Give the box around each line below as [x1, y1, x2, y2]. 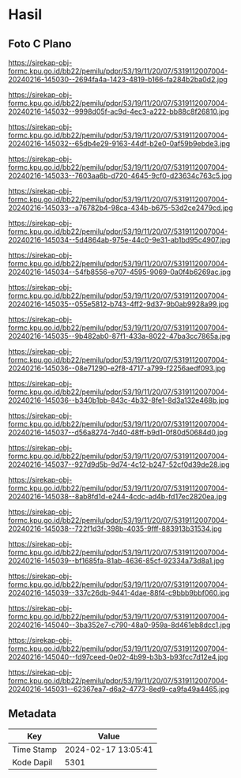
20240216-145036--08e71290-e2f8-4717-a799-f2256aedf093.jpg [8, 363, 226, 373]
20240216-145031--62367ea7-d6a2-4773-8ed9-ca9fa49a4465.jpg [8, 685, 230, 693]
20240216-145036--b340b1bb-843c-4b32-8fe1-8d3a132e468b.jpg [8, 396, 229, 404]
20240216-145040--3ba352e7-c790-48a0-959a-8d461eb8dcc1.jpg [8, 620, 231, 630]
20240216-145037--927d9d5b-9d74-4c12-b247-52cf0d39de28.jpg [8, 460, 231, 469]
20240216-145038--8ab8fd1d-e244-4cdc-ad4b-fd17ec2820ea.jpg [8, 492, 228, 501]
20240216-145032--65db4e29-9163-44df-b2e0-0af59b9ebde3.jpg [8, 139, 231, 148]
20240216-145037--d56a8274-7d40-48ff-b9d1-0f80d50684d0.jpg [8, 428, 228, 437]
